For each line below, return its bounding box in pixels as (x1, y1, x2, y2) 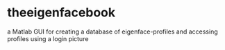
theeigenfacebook (7, 5, 116, 21)
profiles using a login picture (7, 34, 89, 42)
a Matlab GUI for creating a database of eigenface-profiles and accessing (7, 27, 219, 36)
